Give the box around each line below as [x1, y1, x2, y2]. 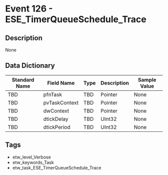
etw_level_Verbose [12, 154, 51, 160]
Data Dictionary [5, 61, 55, 70]
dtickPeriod [43, 123, 70, 130]
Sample [137, 76, 156, 83]
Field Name [47, 79, 75, 86]
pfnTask [43, 91, 62, 98]
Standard [11, 76, 34, 83]
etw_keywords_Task [12, 159, 54, 165]
